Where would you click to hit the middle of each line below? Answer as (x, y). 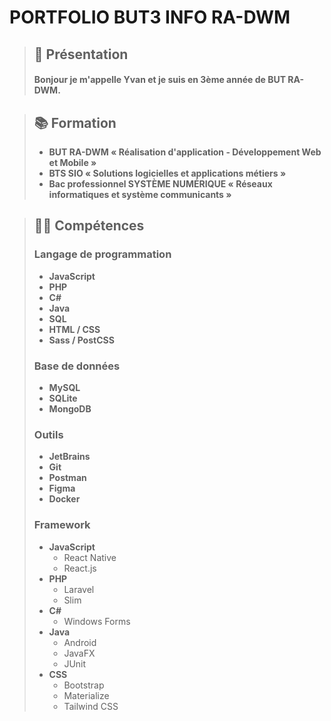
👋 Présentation (81, 54)
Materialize (86, 695)
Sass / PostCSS (81, 340)
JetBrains (69, 457)
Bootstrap (84, 685)
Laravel (79, 589)
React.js (80, 568)
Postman (67, 478)
